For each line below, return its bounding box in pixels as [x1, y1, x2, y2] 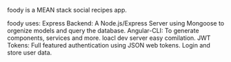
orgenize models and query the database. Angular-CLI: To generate [7, 27, 199, 34]
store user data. [7, 48, 52, 56]
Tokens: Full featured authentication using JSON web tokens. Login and [7, 41, 210, 49]
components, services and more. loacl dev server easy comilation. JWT [7, 34, 211, 42]
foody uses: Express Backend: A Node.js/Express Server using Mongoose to [7, 19, 225, 27]
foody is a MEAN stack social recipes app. [7, 6, 128, 14]
